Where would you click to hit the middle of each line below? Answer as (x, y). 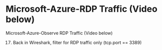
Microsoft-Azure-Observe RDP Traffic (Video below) (59, 33)
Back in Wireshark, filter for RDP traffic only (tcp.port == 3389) (77, 42)
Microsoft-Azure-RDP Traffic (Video (82, 9)
